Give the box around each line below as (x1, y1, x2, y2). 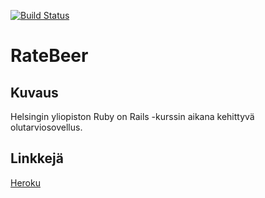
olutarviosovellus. (10, 121, 83, 133)
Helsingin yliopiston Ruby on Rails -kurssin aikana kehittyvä (10, 111, 255, 122)
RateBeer (10, 45, 89, 67)
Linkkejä (10, 150, 64, 167)
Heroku (10, 176, 41, 189)
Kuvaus (10, 84, 59, 101)
